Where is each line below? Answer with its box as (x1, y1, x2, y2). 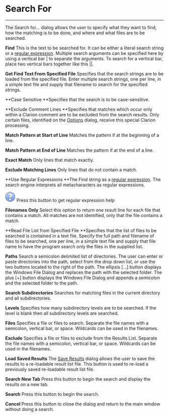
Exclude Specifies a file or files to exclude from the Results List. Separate (5, 335, 157, 341)
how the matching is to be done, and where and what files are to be (5, 30, 145, 36)
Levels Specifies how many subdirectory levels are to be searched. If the (5, 305, 157, 311)
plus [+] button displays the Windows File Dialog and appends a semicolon (5, 274, 160, 281)
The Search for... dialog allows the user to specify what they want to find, (5, 24, 157, 30)
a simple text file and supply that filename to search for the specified (5, 81, 147, 87)
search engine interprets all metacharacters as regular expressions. (5, 182, 145, 188)
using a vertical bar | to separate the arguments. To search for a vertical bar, (5, 55, 163, 61)
